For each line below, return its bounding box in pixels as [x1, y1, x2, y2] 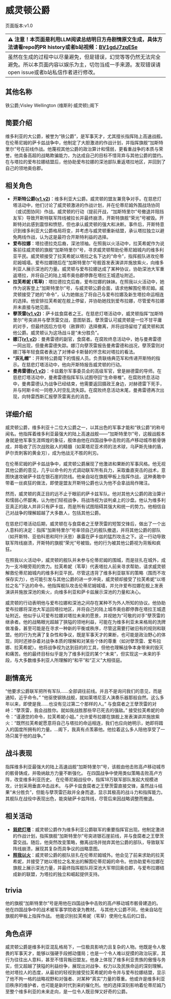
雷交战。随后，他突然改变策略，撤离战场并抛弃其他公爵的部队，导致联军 [12, 839, 164, 845]
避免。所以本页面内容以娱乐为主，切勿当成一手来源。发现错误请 [8, 61, 161, 68]
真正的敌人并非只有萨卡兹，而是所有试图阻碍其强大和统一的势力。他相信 [9, 504, 161, 510]
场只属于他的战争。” [5, 733, 46, 739]
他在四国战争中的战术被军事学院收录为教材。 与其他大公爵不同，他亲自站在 [5, 907, 163, 913]
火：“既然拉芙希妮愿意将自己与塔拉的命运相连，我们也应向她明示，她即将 [5, 720, 159, 726]
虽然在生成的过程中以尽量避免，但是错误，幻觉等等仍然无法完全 [8, 53, 161, 60]
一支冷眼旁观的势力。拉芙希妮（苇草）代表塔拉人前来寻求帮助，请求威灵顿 [9, 563, 166, 569]
